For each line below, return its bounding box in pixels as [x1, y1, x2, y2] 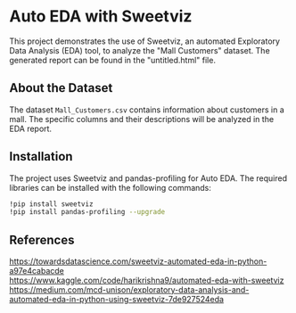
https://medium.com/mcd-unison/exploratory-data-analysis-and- [9, 284, 250, 295]
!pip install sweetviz [9, 199, 94, 209]
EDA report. [9, 123, 52, 134]
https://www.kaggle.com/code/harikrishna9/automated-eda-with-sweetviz [9, 275, 284, 286]
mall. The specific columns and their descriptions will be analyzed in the [9, 113, 275, 124]
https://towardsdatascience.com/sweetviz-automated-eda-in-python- [9, 256, 267, 267]
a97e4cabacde [9, 266, 64, 276]
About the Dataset [9, 80, 113, 95]
